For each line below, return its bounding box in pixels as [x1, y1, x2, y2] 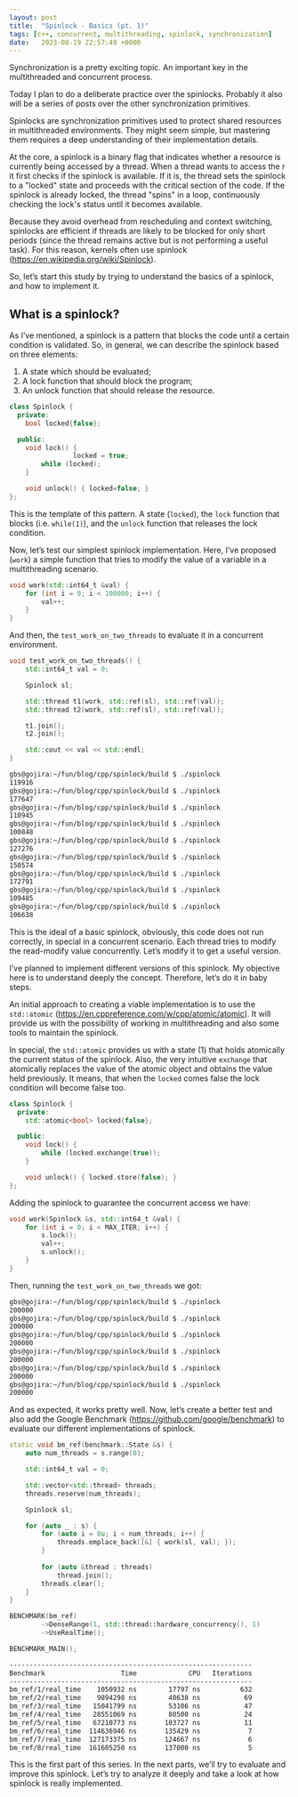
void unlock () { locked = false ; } [25, 484, 149, 494]
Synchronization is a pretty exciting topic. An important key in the [9, 62, 249, 73]
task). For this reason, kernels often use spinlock [9, 245, 188, 255]
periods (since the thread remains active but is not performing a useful [9, 235, 269, 246]
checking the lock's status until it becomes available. [9, 199, 203, 210]
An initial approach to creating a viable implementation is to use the [9, 998, 256, 1010]
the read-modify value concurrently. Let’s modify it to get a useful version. [9, 945, 282, 956]
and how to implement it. [9, 281, 101, 292]
